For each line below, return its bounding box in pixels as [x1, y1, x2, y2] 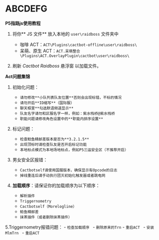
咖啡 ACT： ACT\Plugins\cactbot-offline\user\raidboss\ [19, 41, 137, 48]
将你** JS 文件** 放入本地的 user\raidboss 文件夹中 [12, 31, 119, 37]
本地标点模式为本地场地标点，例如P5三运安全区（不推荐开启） [19, 147, 129, 152]
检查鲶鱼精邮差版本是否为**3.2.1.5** [19, 136, 90, 142]
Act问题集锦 [5, 73, 30, 79]
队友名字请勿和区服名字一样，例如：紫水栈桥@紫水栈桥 [19, 111, 116, 116]
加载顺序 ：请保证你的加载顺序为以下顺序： [12, 182, 100, 188]
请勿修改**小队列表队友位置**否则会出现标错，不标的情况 [19, 95, 122, 100]
